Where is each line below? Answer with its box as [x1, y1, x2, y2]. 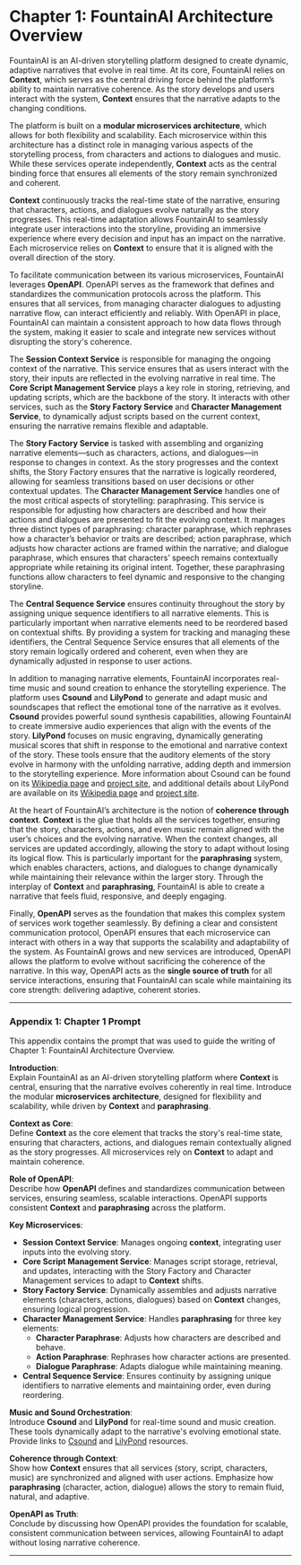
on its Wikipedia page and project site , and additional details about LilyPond [9, 778, 289, 788]
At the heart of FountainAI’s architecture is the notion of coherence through [9, 804, 289, 815]
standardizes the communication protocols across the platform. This [9, 288, 262, 299]
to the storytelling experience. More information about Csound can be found [9, 768, 291, 778]
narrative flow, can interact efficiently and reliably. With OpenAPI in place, [9, 307, 281, 318]
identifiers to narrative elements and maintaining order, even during [21, 1380, 271, 1391]
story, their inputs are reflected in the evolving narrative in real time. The [9, 373, 276, 383]
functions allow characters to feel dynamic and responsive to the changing [9, 571, 285, 582]
